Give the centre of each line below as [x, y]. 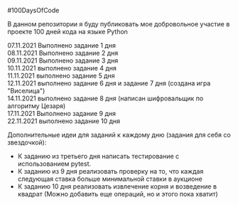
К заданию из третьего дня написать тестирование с [98, 156]
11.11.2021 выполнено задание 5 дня [61, 75]
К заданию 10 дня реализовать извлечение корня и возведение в [117, 186]
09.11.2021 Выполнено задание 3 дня [63, 61]
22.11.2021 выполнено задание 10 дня [64, 121]
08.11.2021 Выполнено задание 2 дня [63, 53]
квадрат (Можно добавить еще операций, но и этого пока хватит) [118, 194]
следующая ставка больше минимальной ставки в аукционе [110, 179]
